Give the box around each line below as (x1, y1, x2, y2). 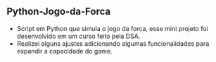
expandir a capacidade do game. (16, 46, 113, 55)
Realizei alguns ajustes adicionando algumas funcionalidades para (16, 39, 210, 48)
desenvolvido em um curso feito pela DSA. (16, 32, 141, 40)
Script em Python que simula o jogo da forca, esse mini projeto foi (16, 24, 208, 32)
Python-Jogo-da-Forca (6, 6, 111, 18)
